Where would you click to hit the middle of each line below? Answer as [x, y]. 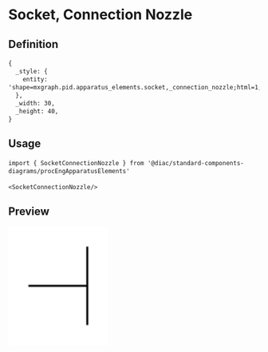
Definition [33, 44]
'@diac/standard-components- [196, 163]
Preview [29, 212]
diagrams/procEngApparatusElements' [69, 171]
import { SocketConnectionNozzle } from [77, 163]
